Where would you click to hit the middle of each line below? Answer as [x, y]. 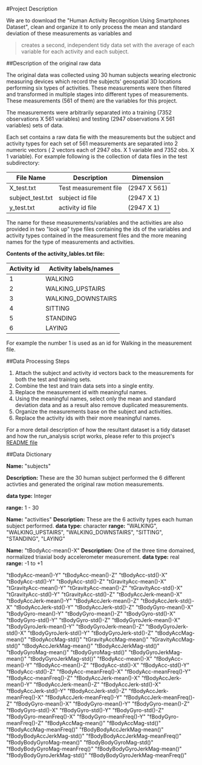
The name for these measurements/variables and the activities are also [95, 223]
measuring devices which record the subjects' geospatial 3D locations [94, 81]
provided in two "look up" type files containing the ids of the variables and [99, 229]
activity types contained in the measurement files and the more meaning [96, 235]
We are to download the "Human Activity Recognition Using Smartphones [98, 20]
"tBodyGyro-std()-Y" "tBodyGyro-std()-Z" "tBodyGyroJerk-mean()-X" [93, 620]
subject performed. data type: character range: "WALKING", [82, 526]
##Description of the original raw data [54, 63]
